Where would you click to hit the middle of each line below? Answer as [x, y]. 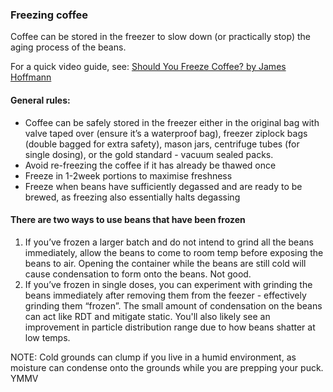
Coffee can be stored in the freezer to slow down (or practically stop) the [160, 37]
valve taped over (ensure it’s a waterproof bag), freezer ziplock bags [166, 133]
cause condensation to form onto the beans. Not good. [138, 274]
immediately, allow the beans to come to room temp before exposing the [174, 252]
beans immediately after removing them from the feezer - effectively [165, 295]
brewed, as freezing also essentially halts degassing [132, 197]
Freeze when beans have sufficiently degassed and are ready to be [163, 186]
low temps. [47, 337]
